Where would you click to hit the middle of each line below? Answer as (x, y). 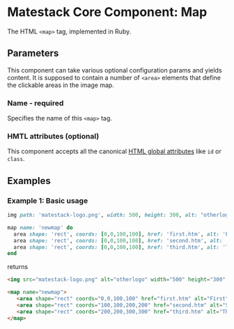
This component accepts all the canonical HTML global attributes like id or (114, 151)
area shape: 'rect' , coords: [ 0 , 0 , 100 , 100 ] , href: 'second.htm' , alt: (118, 240)
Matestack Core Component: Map (107, 12)
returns (18, 267)
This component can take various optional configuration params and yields (115, 70)
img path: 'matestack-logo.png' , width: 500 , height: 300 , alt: (102, 215)
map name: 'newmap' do (40, 227)
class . (16, 159)
